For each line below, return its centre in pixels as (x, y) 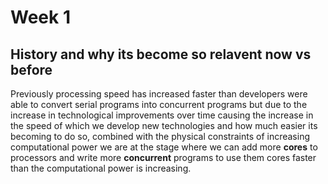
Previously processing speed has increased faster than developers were (159, 94)
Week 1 (40, 17)
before (31, 69)
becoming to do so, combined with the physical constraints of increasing (160, 136)
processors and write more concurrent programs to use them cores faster (163, 157)
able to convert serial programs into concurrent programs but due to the (159, 104)
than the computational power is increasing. (101, 168)
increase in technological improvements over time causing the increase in (162, 115)
